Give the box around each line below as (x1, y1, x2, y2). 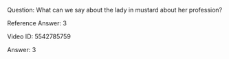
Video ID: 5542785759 (7, 32, 71, 40)
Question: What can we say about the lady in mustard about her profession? (7, 6, 223, 14)
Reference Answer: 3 (7, 19, 67, 27)
